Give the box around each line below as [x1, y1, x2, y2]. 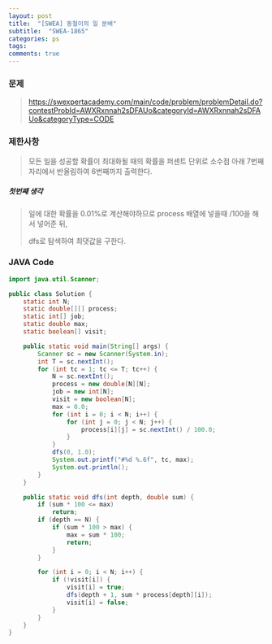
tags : [8, 42, 27, 50]
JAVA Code [8, 257, 54, 268]
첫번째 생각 [8, 186, 43, 196]
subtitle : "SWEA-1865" [8, 27, 89, 35]
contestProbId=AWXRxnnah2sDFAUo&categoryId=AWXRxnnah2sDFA [28, 106, 261, 115]
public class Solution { [8, 289, 93, 298]
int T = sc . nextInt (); [37, 357, 114, 366]
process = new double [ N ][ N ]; [51, 380, 151, 389]
